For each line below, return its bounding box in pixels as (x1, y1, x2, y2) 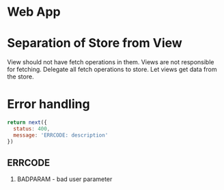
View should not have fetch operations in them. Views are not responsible (7, 58, 214, 66)
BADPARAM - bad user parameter (16, 175, 113, 183)
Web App (7, 4, 61, 20)
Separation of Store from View (7, 36, 182, 51)
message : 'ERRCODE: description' (13, 131, 109, 139)
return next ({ (7, 119, 48, 126)
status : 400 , (13, 125, 51, 132)
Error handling (7, 96, 90, 112)
